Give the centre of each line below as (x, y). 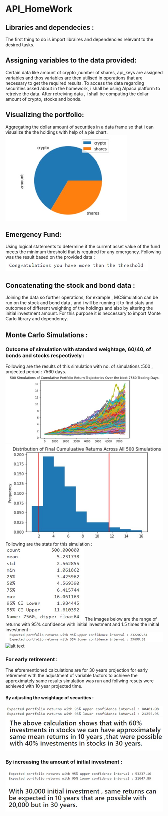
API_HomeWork (39, 9)
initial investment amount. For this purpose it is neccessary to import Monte (83, 313)
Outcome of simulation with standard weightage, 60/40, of (78, 349)
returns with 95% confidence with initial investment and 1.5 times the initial (82, 624)
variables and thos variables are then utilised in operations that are (74, 78)
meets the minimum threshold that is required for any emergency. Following (83, 252)
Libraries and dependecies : (50, 27)
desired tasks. (20, 45)
